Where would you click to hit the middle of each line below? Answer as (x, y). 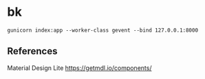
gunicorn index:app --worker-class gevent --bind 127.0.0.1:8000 (102, 30)
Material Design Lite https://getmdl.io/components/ (79, 68)
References (32, 51)
